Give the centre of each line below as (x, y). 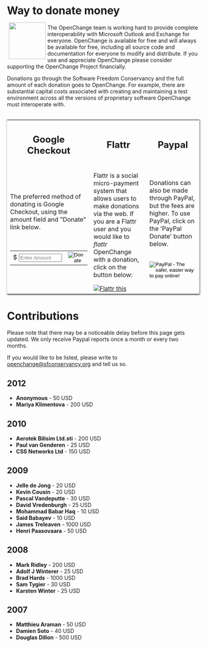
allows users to (115, 199)
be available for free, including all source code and (111, 47)
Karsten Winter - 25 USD (48, 591)
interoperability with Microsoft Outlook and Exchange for (118, 34)
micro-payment (116, 183)
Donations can (170, 183)
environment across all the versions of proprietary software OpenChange (99, 98)
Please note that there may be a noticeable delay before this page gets (96, 333)
